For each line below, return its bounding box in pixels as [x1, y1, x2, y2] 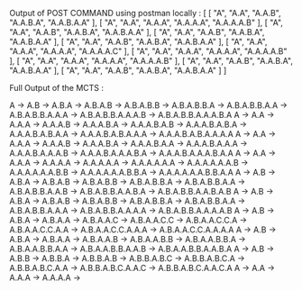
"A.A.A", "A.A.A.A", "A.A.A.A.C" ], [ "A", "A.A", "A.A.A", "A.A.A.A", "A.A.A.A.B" [9, 46, 288, 57]
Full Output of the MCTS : [9, 83, 105, 93]
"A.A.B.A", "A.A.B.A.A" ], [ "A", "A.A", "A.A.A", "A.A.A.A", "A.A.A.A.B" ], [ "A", [9, 17, 284, 28]
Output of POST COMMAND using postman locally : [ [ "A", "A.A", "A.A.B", [9, 8, 281, 18]
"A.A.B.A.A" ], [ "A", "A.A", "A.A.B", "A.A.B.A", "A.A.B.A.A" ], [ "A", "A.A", [9, 36, 268, 47]
